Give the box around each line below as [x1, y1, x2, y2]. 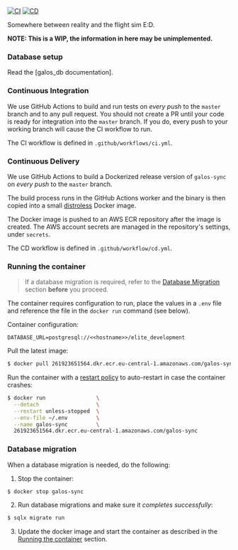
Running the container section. [17, 535, 108, 544]
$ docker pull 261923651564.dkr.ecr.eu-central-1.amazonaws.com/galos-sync [7, 360, 236, 367]
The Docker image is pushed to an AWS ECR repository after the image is [7, 215, 222, 223]
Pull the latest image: [7, 347, 69, 355]
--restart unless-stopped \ [13, 407, 100, 415]
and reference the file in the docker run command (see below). [7, 306, 191, 316]
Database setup [7, 52, 64, 62]
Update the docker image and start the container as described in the [17, 527, 218, 536]
